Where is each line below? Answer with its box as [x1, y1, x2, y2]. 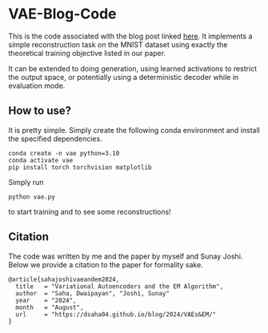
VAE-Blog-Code [8, 5, 117, 23]
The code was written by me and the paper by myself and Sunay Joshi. [8, 251, 243, 261]
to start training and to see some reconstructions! [8, 207, 171, 216]
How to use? [8, 104, 72, 118]
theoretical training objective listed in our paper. [8, 48, 166, 58]
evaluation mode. [8, 81, 66, 90]
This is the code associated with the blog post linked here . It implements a [8, 31, 253, 41]
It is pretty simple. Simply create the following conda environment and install [8, 125, 260, 134]
